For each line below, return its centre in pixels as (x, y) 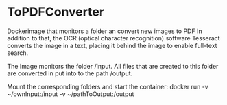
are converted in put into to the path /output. (70, 73)
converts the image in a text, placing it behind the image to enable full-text (112, 45)
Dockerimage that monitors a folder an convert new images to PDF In (105, 31)
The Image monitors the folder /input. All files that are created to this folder (113, 66)
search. (18, 53)
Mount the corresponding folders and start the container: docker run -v (108, 86)
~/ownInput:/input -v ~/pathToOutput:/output (71, 94)
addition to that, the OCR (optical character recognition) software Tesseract (114, 38)
